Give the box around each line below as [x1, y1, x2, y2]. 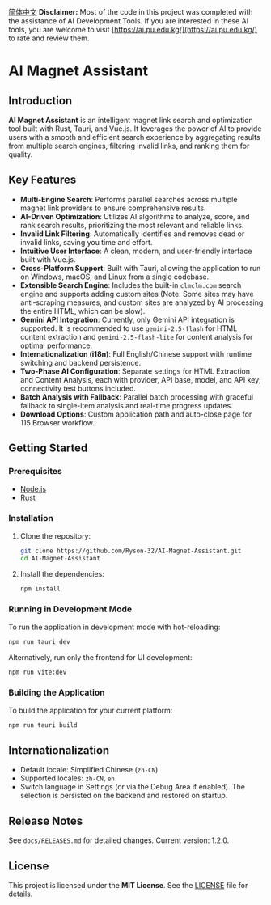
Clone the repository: [19, 531, 91, 540]
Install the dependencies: [19, 569, 105, 578]
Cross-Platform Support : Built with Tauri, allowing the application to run [19, 263, 261, 273]
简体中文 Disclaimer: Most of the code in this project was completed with [8, 7, 253, 16]
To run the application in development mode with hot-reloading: [8, 622, 221, 632]
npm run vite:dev [8, 668, 67, 676]
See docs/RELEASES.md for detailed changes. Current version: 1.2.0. [8, 835, 230, 845]
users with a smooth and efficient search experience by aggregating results [8, 133, 260, 142]
